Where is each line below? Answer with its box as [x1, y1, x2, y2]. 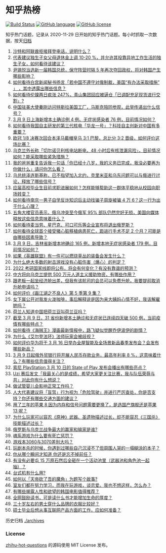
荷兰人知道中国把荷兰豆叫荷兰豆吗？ [12, 308, 87, 314]
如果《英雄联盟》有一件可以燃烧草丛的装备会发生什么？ [12, 252, 125, 258]
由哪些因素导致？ [12, 234, 48, 240]
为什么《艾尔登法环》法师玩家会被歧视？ [12, 333, 95, 339]
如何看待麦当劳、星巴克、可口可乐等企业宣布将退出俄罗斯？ [12, 222, 134, 228]
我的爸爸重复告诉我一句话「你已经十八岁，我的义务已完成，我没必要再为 [12, 160, 160, 166]
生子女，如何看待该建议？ [12, 61, 65, 66]
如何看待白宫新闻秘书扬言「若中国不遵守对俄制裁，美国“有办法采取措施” [12, 79, 160, 85]
